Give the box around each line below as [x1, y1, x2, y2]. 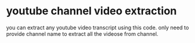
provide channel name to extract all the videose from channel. [6, 30, 159, 37]
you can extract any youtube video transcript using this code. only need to [6, 24, 189, 31]
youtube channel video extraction [6, 4, 177, 18]
